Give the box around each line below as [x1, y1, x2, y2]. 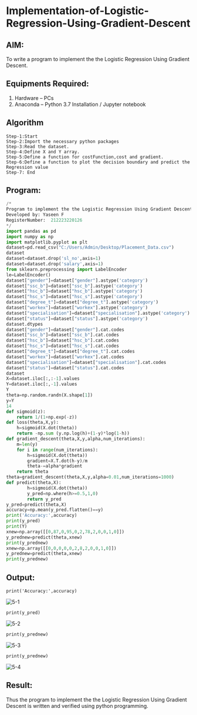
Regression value [6, 164, 49, 170]
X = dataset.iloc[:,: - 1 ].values [6, 376, 80, 382]
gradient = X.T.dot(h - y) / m [27, 457, 88, 464]
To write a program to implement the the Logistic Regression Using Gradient [6, 56, 190, 62]
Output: [6, 572, 35, 583]
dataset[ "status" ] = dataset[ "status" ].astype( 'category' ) [6, 316, 148, 322]
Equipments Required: [6, 79, 89, 89]
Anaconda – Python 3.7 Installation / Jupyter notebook [14, 101, 146, 108]
